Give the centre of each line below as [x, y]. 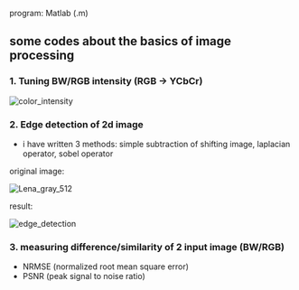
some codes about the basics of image [121, 41]
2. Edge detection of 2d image [76, 124]
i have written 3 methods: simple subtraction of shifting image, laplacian [156, 144]
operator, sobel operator [68, 154]
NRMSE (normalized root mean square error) [106, 267]
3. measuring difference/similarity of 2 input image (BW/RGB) [147, 247]
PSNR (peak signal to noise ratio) [84, 276]
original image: [37, 171]
